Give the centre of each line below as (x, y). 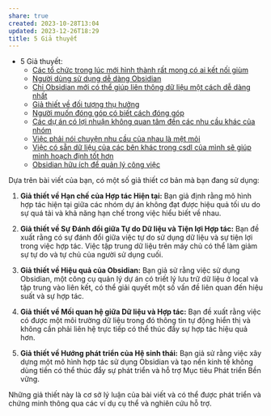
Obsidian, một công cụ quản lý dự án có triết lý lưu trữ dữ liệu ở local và (139, 279)
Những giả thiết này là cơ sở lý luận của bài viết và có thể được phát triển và (135, 395)
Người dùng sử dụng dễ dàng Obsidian (97, 79)
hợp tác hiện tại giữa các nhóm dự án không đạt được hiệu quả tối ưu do (140, 205)
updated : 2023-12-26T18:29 (54, 31)
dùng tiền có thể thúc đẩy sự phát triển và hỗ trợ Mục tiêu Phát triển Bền (140, 371)
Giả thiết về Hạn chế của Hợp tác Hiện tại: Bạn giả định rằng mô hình (136, 196)
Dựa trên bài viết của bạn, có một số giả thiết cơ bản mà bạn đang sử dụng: (134, 180)
